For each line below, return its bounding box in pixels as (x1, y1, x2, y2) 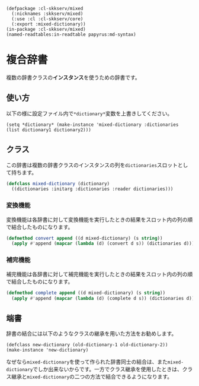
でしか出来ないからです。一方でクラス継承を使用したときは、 (32, 366, 182, 373)
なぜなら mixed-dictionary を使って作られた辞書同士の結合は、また (6, 358, 168, 365)
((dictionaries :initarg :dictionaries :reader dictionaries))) (11, 186, 174, 192)
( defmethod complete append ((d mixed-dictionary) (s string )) (6, 290, 166, 296)
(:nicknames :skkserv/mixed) (11, 11, 84, 17)
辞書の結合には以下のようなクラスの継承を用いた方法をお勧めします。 (6, 330, 177, 337)
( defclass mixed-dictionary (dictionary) (6, 181, 110, 186)
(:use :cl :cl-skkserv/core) (11, 16, 84, 22)
